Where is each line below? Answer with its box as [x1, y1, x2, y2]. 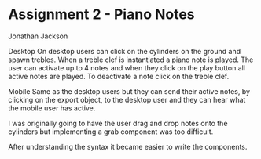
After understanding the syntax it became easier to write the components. [8, 142, 248, 151]
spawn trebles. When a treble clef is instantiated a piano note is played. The [8, 55, 254, 64]
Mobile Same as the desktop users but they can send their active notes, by [8, 86, 250, 96]
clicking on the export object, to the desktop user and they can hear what [8, 95, 246, 104]
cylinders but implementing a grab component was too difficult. [8, 127, 214, 136]
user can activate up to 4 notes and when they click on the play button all [8, 63, 246, 72]
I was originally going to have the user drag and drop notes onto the [8, 118, 228, 128]
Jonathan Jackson [8, 31, 68, 41]
